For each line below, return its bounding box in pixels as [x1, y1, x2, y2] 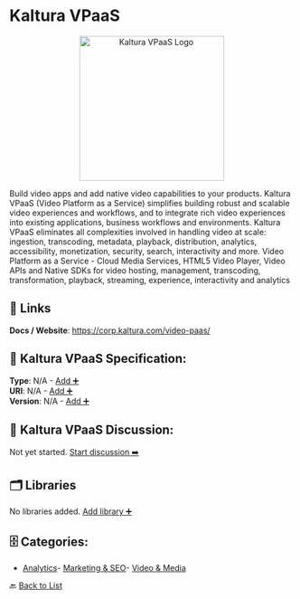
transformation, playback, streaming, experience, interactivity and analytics [9, 274, 291, 285]
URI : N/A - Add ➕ [9, 385, 73, 396]
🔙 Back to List [9, 580, 63, 591]
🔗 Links [9, 300, 52, 317]
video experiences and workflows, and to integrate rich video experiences [9, 207, 286, 218]
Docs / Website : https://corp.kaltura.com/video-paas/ [9, 325, 211, 336]
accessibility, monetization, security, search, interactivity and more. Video [9, 245, 285, 256]
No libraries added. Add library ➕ [9, 506, 133, 517]
